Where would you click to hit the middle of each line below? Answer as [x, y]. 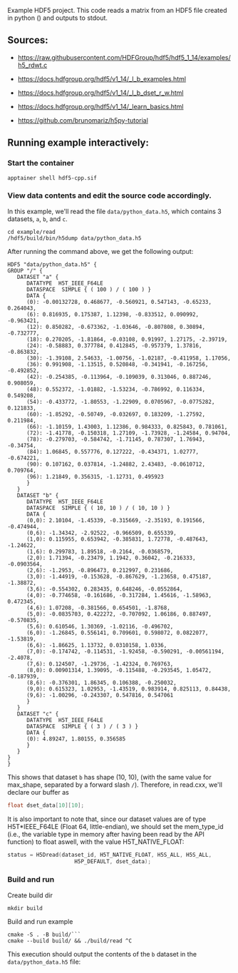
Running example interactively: [78, 143]
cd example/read [31, 232]
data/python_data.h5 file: [44, 962]
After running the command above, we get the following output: [100, 251]
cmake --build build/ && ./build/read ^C [70, 941]
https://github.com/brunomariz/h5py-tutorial [83, 120]
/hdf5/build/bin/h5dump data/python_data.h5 [74, 238]
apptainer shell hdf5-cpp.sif [52, 178]
